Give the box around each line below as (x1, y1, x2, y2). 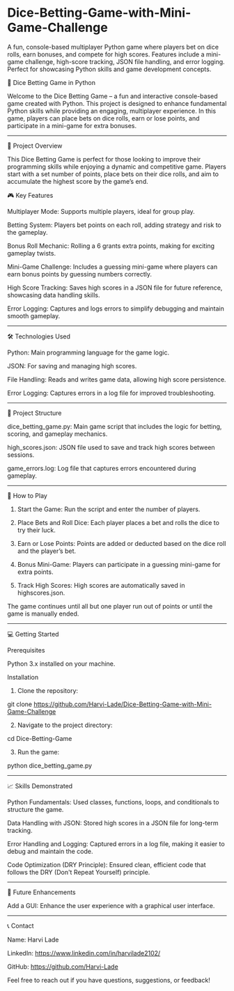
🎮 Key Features (7, 191, 54, 199)
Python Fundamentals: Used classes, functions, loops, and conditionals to (7, 797, 219, 806)
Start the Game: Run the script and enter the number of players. (17, 505, 201, 513)
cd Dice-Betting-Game (7, 734, 72, 742)
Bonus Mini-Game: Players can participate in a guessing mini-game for (17, 560, 221, 568)
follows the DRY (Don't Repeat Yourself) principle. (7, 868, 150, 876)
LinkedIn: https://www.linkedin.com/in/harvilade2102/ (7, 949, 161, 957)
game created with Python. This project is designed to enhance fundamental (7, 99, 227, 107)
